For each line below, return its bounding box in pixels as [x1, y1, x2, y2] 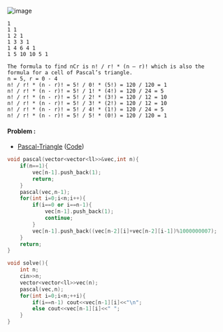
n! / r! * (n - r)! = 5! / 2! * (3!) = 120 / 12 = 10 [7, 94, 168, 101]
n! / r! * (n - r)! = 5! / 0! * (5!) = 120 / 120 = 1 [7, 81, 168, 88]
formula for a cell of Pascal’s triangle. [7, 69, 133, 76]
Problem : [7, 127, 36, 135]
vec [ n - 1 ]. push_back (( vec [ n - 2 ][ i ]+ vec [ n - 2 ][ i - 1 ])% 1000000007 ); [32, 228, 217, 235]
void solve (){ [7, 260, 49, 267]
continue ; [44, 214, 73, 222]
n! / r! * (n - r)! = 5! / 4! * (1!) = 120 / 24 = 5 [7, 106, 164, 113]
